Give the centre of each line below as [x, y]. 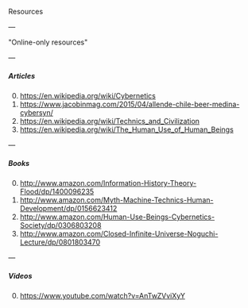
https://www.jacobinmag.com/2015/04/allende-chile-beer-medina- [130, 104]
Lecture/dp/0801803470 [60, 242]
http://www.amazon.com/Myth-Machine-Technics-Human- [116, 200]
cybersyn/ [37, 112]
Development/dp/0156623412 [68, 208]
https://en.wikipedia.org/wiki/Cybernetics [88, 95]
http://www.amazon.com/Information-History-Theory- [108, 183]
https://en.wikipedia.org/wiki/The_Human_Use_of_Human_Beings [127, 129]
